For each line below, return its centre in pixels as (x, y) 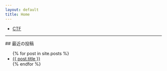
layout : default (22, 10)
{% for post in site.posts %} (41, 53)
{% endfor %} (27, 64)
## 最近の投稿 (19, 43)
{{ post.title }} (26, 59)
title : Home (17, 14)
